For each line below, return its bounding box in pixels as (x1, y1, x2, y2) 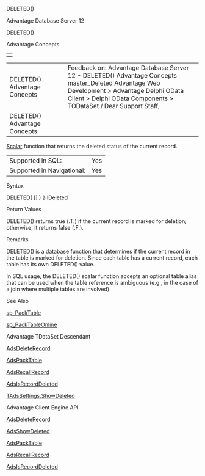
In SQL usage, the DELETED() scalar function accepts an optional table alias (6, 273, 197, 280)
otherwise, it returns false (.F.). (6, 224, 84, 231)
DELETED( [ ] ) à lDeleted (6, 194, 68, 201)
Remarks (6, 236, 29, 243)
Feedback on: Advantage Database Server (67, 64, 189, 72)
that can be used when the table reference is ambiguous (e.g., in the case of (6, 279, 198, 286)
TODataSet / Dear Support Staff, (67, 102, 160, 110)
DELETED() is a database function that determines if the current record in (6, 247, 190, 255)
